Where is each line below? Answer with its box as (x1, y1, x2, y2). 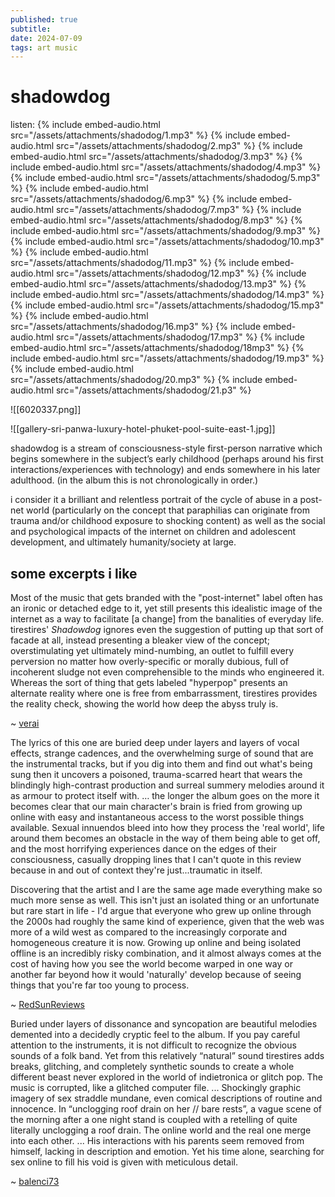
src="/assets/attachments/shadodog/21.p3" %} (55, 384, 252, 396)
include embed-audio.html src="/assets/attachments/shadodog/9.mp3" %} (10, 225, 322, 237)
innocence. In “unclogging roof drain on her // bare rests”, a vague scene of (10, 1103, 323, 1115)
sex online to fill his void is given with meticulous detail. (10, 1156, 239, 1168)
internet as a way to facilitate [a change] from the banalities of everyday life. (10, 613, 325, 625)
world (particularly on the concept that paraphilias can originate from (25, 504, 310, 516)
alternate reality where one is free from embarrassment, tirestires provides (10, 687, 318, 699)
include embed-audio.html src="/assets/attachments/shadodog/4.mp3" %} (10, 161, 322, 173)
